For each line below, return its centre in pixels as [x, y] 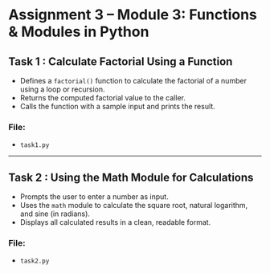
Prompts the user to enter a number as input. [94, 197]
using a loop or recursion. [62, 89]
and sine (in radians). [55, 214]
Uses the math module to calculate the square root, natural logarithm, [134, 206]
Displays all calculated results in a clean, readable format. [115, 222]
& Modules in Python [79, 32]
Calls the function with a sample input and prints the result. [117, 106]
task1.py [35, 145]
